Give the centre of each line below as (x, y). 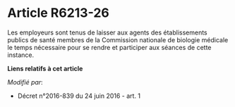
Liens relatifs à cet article (45, 68)
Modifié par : (25, 82)
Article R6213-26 (58, 13)
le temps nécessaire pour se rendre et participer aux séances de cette (109, 47)
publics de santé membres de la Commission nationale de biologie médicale (118, 39)
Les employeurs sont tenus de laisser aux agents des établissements (107, 32)
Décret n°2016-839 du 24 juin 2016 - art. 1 (79, 96)
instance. (21, 55)
